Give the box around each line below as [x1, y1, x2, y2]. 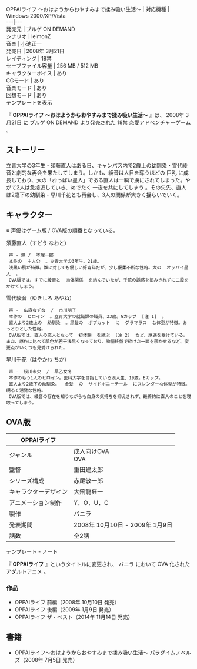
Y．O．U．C [73, 499, 109, 507]
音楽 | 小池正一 [6, 41, 42, 47]
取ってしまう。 [6, 400, 36, 406]
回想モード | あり [6, 92, 47, 99]
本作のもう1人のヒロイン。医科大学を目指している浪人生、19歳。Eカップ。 [8, 374, 163, 381]
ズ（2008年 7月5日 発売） [14, 656, 78, 663]
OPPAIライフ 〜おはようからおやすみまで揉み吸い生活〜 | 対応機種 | [6, 6, 170, 12]
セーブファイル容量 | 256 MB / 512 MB [6, 62, 99, 69]
